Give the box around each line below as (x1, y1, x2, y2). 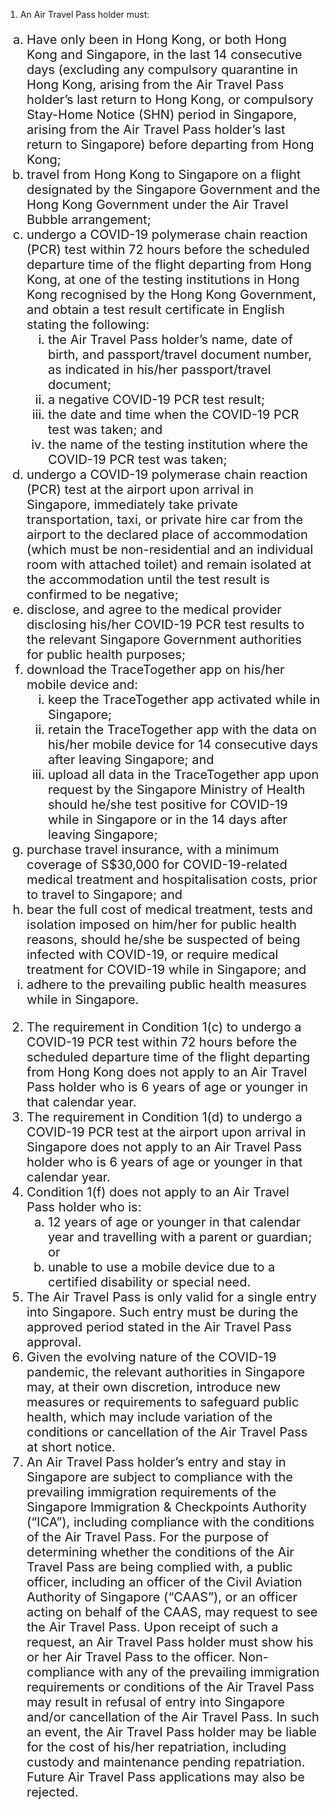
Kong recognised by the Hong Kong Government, (26, 287, 317, 303)
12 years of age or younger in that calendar (48, 1214, 302, 1230)
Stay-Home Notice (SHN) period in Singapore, (26, 107, 298, 123)
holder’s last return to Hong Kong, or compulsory (26, 92, 314, 108)
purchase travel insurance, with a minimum (26, 842, 280, 858)
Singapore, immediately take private (26, 497, 239, 513)
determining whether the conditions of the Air (26, 1544, 295, 1560)
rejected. (26, 1784, 79, 1800)
